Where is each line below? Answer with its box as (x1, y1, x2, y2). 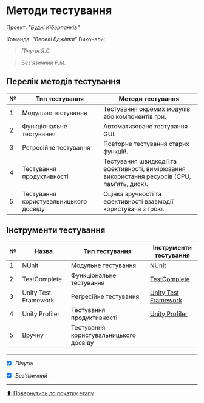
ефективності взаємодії (103, 197, 174, 205)
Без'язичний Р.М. (21, 59, 66, 66)
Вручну (22, 331, 44, 339)
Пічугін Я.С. (21, 47, 52, 55)
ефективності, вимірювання (103, 164, 186, 173)
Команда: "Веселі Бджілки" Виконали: (6, 35, 106, 42)
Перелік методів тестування (6, 76, 121, 87)
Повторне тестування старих (103, 139, 189, 148)
